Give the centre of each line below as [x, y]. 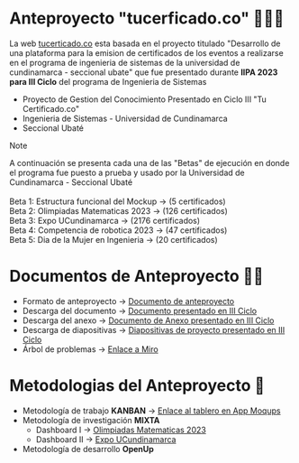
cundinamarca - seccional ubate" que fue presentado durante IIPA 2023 [144, 72]
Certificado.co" [50, 108]
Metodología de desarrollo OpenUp [88, 449]
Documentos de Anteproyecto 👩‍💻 [136, 277]
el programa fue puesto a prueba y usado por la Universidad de [127, 172]
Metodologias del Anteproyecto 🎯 [137, 386]
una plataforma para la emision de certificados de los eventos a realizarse [146, 52]
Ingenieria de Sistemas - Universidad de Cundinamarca [125, 118]
